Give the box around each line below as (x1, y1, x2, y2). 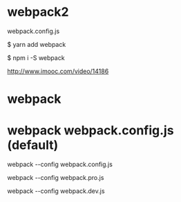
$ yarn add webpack (7, 40, 66, 48)
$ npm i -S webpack (7, 53, 65, 62)
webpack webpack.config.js (7, 123, 174, 139)
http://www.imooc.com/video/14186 (7, 67, 109, 75)
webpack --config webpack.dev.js (7, 187, 105, 195)
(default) (7, 137, 59, 153)
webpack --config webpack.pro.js (7, 174, 104, 182)
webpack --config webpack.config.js (7, 160, 113, 169)
